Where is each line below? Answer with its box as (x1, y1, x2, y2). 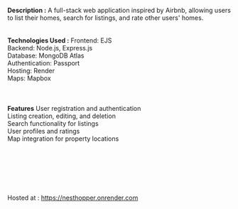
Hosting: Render (7, 67, 55, 75)
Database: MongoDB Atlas (7, 51, 85, 60)
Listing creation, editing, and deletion (7, 112, 116, 120)
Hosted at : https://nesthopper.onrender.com (7, 193, 139, 202)
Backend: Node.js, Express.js (7, 44, 93, 52)
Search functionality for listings (7, 119, 99, 127)
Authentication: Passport (7, 59, 80, 67)
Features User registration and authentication (7, 104, 141, 112)
